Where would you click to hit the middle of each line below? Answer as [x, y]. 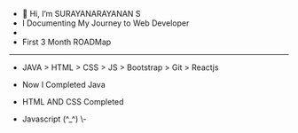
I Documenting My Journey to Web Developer [106, 23]
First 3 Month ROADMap [67, 42]
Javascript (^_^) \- [54, 119]
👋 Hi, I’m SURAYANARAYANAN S [81, 14]
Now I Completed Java [64, 85]
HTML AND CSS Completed [73, 102]
